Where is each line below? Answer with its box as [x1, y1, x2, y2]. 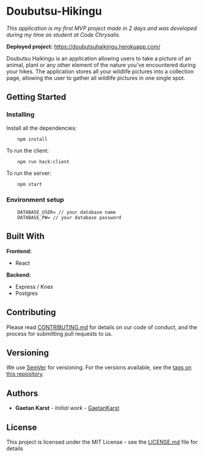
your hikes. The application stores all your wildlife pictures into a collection [6, 67, 194, 75]
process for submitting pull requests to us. [6, 330, 113, 337]
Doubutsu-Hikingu [6, 4, 103, 18]
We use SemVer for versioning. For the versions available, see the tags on [6, 364, 192, 371]
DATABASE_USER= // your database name [17, 209, 116, 215]
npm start [17, 181, 43, 187]
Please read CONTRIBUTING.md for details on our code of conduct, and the [6, 323, 197, 331]
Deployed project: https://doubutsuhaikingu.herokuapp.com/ [6, 43, 161, 50]
